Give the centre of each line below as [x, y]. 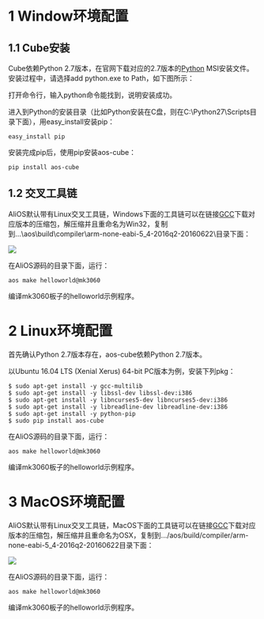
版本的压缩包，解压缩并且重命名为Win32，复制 [91, 224]
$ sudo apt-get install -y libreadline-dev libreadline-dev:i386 [118, 407]
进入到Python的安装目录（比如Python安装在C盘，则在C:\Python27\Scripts [129, 112]
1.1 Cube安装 [39, 48]
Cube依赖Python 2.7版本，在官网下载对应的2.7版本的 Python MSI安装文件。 [131, 68]
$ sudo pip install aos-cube [56, 421]
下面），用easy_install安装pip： [65, 122]
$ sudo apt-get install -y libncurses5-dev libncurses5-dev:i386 [118, 400]
